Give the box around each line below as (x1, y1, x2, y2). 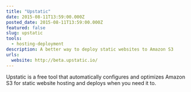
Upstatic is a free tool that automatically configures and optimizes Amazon (6, 73, 186, 80)
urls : (6, 52, 19, 58)
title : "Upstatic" (6, 8, 51, 15)
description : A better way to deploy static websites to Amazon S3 (6, 47, 174, 52)
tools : (6, 36, 22, 41)
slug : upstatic (6, 30, 43, 36)
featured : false (6, 24, 46, 31)
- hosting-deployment (11, 41, 64, 47)
